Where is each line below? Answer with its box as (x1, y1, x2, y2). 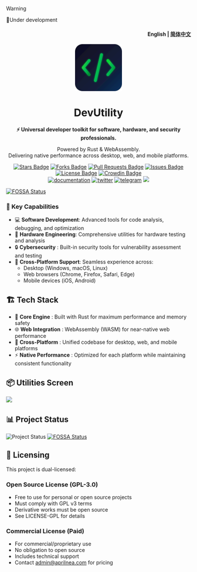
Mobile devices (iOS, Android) (23, 277, 96, 284)
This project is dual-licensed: (6, 466, 76, 473)
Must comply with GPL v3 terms (14, 500, 93, 507)
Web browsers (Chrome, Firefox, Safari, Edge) (23, 271, 135, 278)
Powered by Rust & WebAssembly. (57, 146, 140, 153)
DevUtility (73, 106, 124, 120)
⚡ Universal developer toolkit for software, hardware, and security (16, 126, 181, 133)
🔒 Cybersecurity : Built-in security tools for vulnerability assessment (14, 243, 181, 251)
